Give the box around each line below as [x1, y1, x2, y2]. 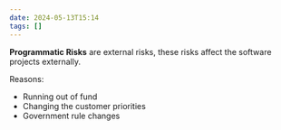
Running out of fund [22, 91, 98, 102]
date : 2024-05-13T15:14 [9, 13, 100, 23]
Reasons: [9, 73, 44, 84]
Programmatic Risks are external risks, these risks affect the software [9, 46, 272, 57]
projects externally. [9, 56, 82, 67]
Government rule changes [22, 110, 121, 121]
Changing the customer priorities [22, 100, 147, 111]
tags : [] [9, 22, 43, 31]
